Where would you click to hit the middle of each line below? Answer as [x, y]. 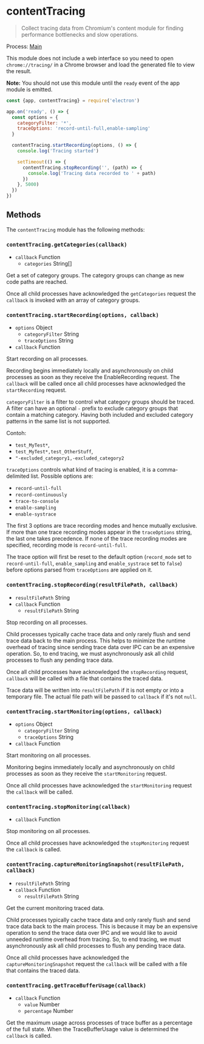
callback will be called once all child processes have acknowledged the [96, 384]
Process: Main [24, 46]
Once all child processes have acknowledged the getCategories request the [101, 294]
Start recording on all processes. [47, 359]
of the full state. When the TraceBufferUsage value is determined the [93, 1029]
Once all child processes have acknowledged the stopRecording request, [97, 672]
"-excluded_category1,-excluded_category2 [70, 458]
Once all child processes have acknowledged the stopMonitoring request [98, 843]
